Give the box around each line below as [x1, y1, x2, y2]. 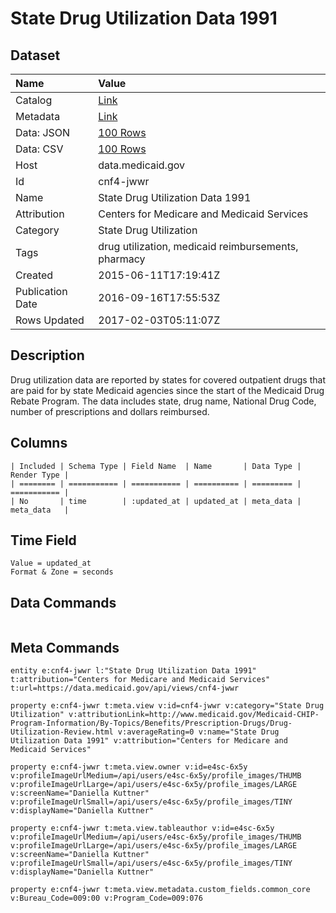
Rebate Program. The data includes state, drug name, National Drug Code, [10, 395, 317, 407]
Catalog [15, 93, 53, 107]
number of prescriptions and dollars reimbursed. [10, 405, 210, 417]
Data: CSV [15, 142, 64, 156]
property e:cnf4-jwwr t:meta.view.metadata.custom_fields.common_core [10, 885, 311, 895]
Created [15, 268, 54, 282]
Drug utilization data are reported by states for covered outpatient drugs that [10, 373, 326, 386]
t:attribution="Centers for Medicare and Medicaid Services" [10, 675, 271, 685]
